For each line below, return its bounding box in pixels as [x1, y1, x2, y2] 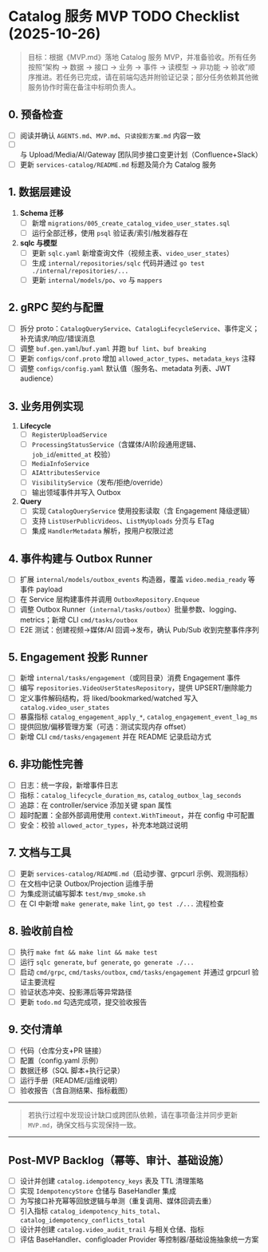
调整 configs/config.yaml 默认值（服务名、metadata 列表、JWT [19, 364, 231, 373]
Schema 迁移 [19, 208, 64, 217]
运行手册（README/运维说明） [19, 1076, 122, 1086]
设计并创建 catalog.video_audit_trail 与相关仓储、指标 [19, 1225, 205, 1234]
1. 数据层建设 [8, 185, 72, 199]
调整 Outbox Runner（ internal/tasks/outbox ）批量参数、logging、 [19, 604, 242, 614]
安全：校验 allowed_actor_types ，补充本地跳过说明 [19, 820, 188, 830]
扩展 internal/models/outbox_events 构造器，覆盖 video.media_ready [19, 575, 246, 584]
